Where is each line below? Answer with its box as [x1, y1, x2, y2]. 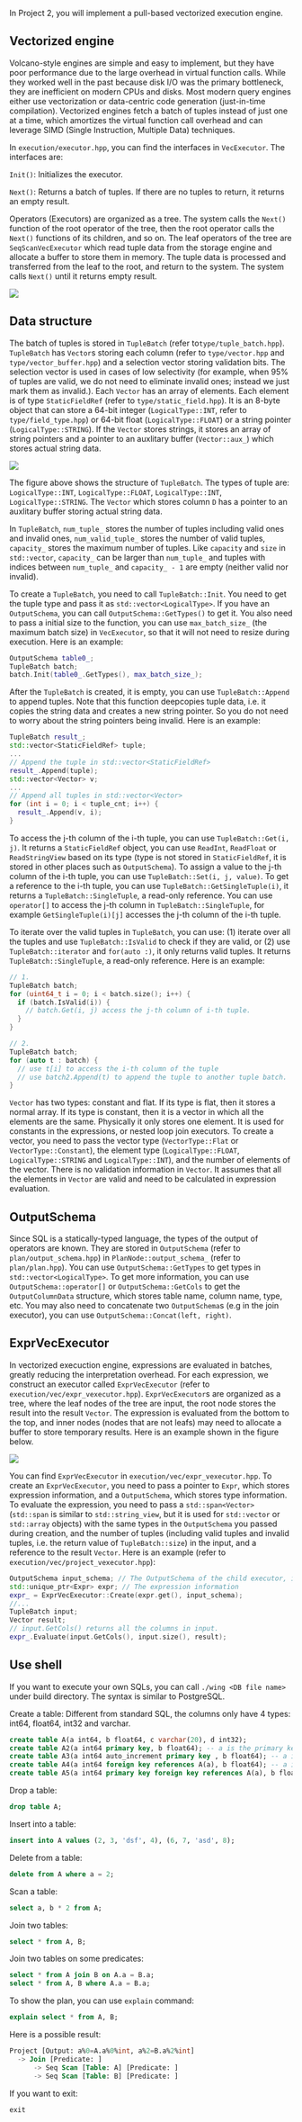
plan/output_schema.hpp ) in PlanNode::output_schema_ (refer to [9, 1253, 241, 1263]
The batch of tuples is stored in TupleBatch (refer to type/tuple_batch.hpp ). [9, 337, 285, 348]
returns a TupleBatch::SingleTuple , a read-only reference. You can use [9, 890, 273, 901]
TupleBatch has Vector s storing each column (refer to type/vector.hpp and [9, 346, 285, 358]
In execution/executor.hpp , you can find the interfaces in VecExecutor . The [9, 141, 286, 152]
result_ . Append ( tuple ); [9, 766, 99, 775]
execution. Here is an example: [9, 636, 124, 647]
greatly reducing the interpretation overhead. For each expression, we [9, 1369, 269, 1380]
